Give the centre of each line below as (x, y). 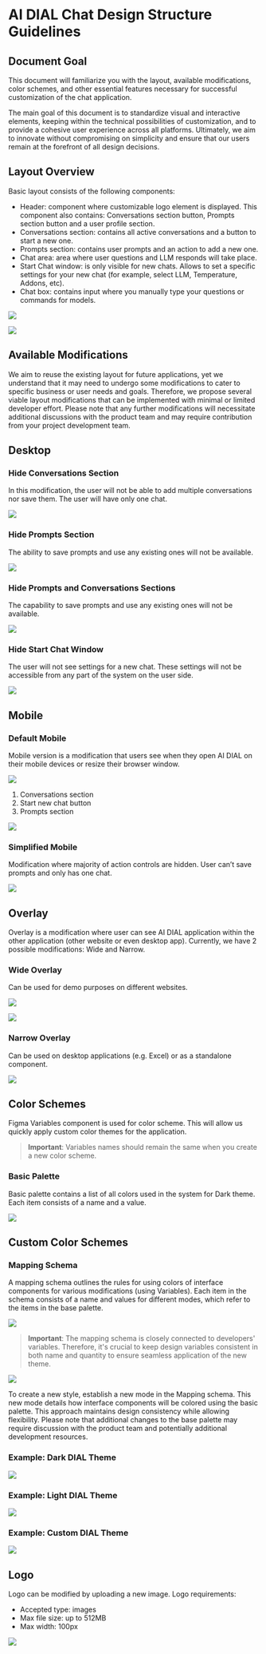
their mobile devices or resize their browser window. (94, 764)
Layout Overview (51, 172)
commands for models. (58, 300)
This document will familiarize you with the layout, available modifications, (130, 80)
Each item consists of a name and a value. (78, 1202)
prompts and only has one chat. (61, 873)
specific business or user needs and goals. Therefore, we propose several (130, 391)
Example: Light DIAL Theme (63, 1495)
